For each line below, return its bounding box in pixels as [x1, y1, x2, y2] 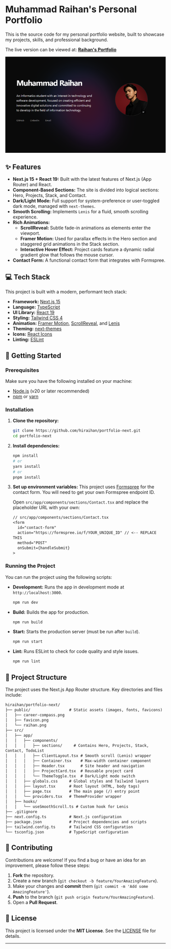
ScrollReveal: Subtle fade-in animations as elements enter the [20, 225, 151, 231]
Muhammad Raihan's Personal [5, 4, 137, 15]
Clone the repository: [12, 417, 59, 424]
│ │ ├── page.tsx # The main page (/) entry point [5, 789, 140, 794]
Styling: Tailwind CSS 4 [12, 315, 63, 321]
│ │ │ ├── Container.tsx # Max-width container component [5, 759, 152, 764]
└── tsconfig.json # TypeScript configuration [5, 830, 129, 835]
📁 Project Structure [5, 673, 67, 682]
